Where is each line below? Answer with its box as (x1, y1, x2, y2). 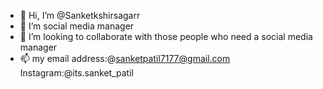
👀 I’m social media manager (19, 20, 135, 32)
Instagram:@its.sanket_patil (19, 67, 134, 79)
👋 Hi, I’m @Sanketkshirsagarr (19, 10, 141, 21)
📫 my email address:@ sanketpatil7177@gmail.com (19, 53, 231, 64)
